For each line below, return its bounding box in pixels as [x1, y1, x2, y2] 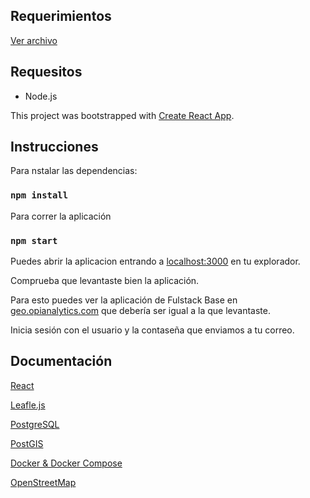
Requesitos [10, 64, 83, 81]
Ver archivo [10, 34, 58, 46]
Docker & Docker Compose [10, 457, 123, 469]
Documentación [10, 353, 113, 370]
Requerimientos [10, 8, 112, 25]
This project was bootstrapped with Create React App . [10, 109, 235, 121]
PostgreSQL [10, 418, 60, 430]
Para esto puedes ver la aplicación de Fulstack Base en [10, 294, 238, 306]
